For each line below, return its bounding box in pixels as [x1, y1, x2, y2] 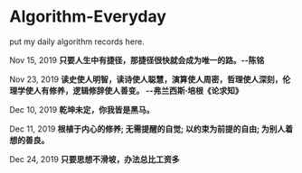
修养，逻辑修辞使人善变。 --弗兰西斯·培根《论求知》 [48, 85, 244, 96]
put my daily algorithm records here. [9, 36, 145, 47]
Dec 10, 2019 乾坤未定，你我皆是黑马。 [9, 104, 156, 114]
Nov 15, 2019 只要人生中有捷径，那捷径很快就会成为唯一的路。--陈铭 [9, 54, 265, 65]
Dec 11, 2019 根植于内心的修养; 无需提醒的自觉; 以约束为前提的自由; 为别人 [9, 123, 286, 134]
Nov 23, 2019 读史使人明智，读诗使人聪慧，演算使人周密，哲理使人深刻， [9, 74, 283, 85]
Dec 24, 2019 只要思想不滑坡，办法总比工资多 [9, 153, 180, 164]
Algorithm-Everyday [9, 6, 167, 27]
